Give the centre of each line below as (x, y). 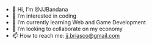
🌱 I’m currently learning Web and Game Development (79, 22)
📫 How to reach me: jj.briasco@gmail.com (66, 36)
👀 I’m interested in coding (44, 16)
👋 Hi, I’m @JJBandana (40, 9)
